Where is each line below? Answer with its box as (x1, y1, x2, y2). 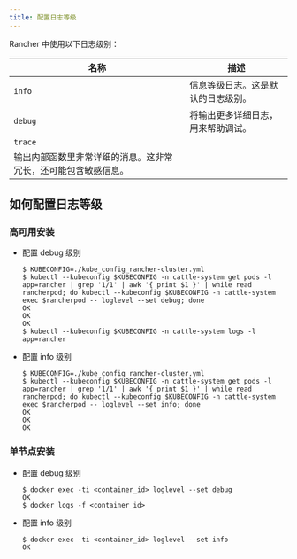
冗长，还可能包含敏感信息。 (13, 164, 130, 176)
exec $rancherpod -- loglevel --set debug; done (21, 296, 205, 306)
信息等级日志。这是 (189, 79, 270, 91)
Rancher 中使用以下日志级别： (9, 38, 119, 49)
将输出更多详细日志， (189, 108, 278, 120)
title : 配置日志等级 (9, 12, 77, 22)
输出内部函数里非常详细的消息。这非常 (13, 151, 174, 163)
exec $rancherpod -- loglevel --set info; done (21, 400, 201, 409)
